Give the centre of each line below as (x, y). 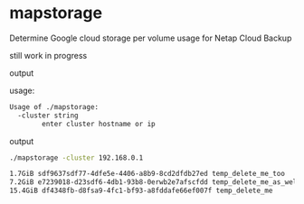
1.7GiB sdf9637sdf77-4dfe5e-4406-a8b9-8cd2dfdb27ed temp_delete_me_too (147, 174)
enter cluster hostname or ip (99, 124)
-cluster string (48, 116)
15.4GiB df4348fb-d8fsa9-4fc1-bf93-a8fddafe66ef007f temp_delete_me (141, 191)
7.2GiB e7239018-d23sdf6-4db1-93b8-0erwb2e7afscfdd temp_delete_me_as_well (155, 182)
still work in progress (48, 55)
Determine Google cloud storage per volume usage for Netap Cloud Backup (151, 38)
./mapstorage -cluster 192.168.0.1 (76, 158)
